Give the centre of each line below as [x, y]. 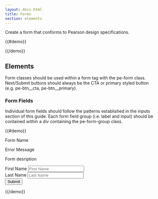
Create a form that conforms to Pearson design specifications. [67, 32]
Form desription [21, 159]
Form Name [17, 140]
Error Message [20, 150]
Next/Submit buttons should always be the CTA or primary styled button [77, 83]
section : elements [24, 18]
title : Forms [18, 14]
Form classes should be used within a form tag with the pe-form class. [76, 78]
